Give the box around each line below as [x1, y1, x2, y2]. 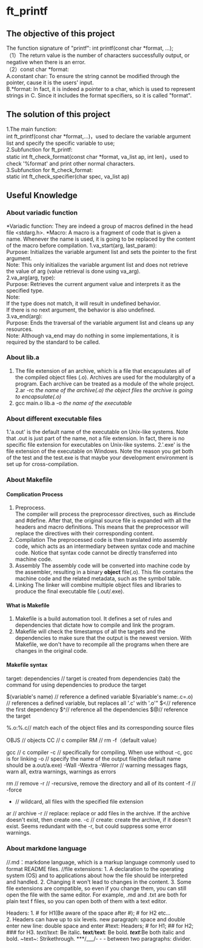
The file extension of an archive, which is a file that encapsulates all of [15, 367, 191, 374]
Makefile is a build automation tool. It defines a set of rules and [15, 615, 172, 623]
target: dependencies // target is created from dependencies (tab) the [6, 675, 181, 682]
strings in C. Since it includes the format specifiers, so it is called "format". [6, 92, 192, 99]
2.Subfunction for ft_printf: [6, 145, 73, 153]
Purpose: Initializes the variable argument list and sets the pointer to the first [6, 248, 197, 255]
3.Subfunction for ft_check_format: [6, 166, 93, 173]
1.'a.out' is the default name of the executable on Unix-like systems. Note [6, 429, 188, 436]
